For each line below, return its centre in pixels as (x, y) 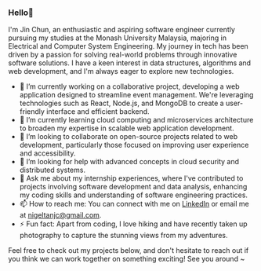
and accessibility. (47, 153)
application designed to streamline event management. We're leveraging (136, 95)
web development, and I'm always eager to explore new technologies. (121, 71)
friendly (32, 112)
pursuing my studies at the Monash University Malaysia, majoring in (118, 38)
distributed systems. (53, 170)
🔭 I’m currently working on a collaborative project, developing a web (130, 86)
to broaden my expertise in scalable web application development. (127, 128)
